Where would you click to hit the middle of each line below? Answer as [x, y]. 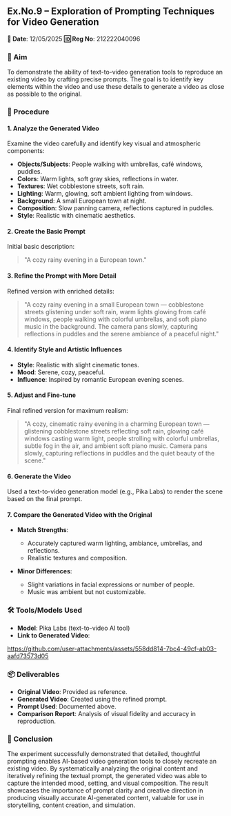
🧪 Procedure [28, 112]
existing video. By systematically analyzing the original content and [102, 768]
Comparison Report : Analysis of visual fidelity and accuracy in [107, 714]
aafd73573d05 [28, 656]
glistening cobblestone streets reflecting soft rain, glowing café [114, 431]
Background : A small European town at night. [82, 201]
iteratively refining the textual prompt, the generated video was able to [107, 776]
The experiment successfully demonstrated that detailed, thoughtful [104, 754]
